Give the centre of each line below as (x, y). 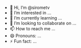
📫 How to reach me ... (32, 29)
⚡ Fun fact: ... (23, 41)
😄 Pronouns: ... (26, 36)
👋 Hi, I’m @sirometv (30, 8)
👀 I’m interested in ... (30, 13)
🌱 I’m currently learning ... (36, 18)
